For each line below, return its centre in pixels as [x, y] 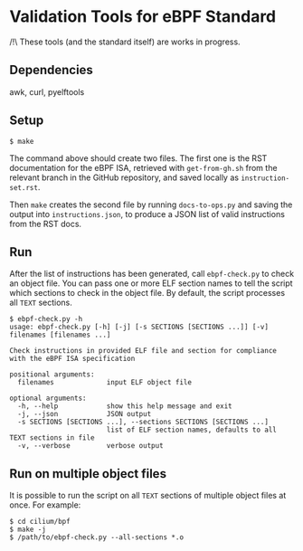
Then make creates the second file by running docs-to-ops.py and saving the [151, 204]
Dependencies [51, 70]
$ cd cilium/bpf [40, 522]
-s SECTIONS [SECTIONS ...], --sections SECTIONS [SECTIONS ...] [143, 423]
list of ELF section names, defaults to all [192, 430]
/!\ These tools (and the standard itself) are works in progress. [125, 42]
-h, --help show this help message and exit [125, 406]
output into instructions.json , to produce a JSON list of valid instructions [147, 214]
